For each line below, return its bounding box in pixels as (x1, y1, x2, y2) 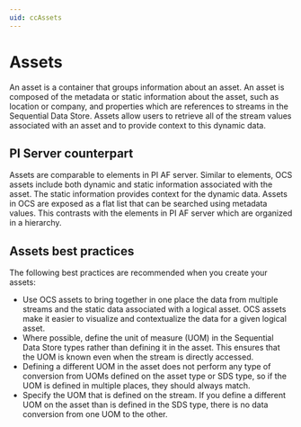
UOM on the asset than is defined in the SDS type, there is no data (22, 399, 269, 410)
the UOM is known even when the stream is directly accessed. (22, 351, 254, 362)
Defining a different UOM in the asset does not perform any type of (22, 361, 271, 372)
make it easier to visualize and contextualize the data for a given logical (22, 314, 288, 325)
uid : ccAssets (9, 13, 63, 22)
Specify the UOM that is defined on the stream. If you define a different (22, 390, 286, 401)
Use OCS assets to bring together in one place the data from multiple (22, 294, 279, 306)
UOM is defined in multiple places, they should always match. (22, 380, 251, 391)
